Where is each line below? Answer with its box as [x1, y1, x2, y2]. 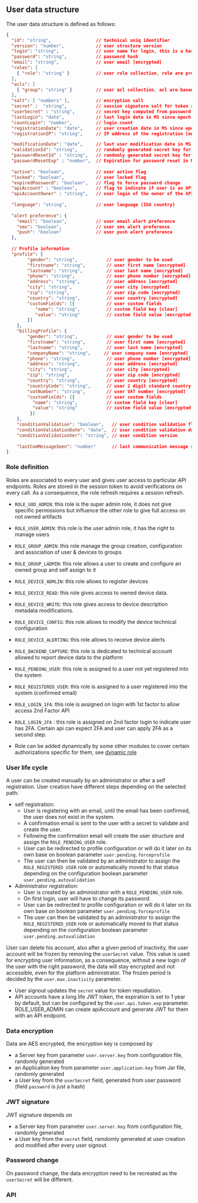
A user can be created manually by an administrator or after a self [6, 776, 166, 783]
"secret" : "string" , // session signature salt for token [11, 103, 189, 109]
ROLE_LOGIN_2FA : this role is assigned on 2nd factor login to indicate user [14, 718, 192, 726]
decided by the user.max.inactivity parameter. [6, 975, 122, 983]
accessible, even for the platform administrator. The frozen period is [6, 969, 171, 976]
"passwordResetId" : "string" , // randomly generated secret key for [11, 152, 192, 158]
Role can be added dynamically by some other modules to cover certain [14, 742, 190, 749]
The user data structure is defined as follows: [6, 20, 116, 27]
